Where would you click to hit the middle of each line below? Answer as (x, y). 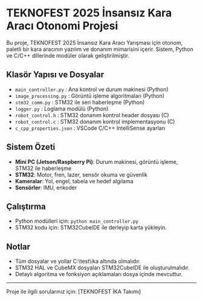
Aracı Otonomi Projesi (62, 26)
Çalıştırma (26, 206)
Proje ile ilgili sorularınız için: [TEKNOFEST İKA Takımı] (74, 292)
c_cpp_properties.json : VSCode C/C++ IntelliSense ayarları (90, 128)
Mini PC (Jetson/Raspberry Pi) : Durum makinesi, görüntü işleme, (96, 161)
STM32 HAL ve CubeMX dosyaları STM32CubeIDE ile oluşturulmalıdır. (102, 268)
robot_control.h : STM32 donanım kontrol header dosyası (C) (92, 115)
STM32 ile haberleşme (43, 168)
